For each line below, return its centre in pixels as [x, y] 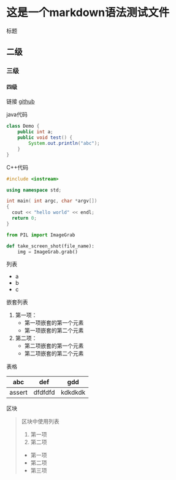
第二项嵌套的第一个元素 [54, 346]
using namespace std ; [34, 190]
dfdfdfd [44, 392]
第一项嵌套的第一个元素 [54, 323]
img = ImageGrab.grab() [48, 252]
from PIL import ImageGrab [41, 235]
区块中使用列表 [40, 422]
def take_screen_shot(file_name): [51, 246]
